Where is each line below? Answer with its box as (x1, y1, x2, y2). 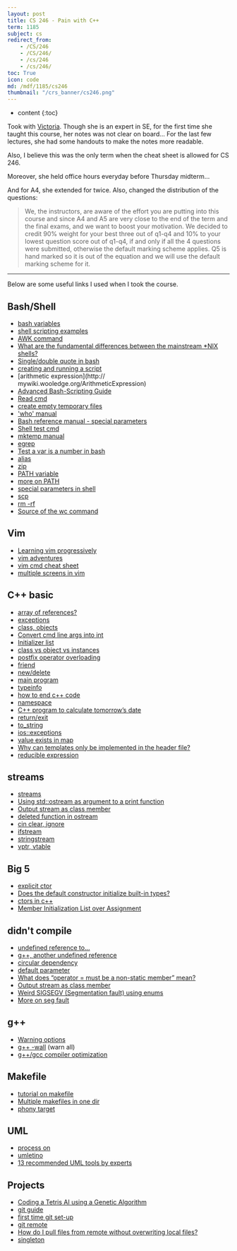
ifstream (17, 828, 42, 836)
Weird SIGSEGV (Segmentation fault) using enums (17, 989, 164, 997)
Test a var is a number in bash (17, 447, 106, 455)
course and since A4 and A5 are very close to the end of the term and (24, 215, 228, 223)
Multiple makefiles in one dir (17, 1097, 100, 1105)
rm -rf (17, 499, 35, 507)
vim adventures (17, 553, 63, 562)
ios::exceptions (17, 728, 62, 736)
